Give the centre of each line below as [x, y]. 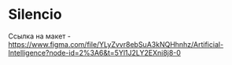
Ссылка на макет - [39, 36]
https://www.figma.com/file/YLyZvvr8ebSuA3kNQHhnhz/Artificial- [116, 44]
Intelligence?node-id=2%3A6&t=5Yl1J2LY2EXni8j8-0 [94, 52]
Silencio [35, 14]
